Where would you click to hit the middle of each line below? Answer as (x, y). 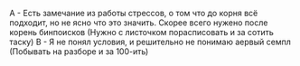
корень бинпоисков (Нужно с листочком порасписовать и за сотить (141, 32)
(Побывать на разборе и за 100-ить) (79, 52)
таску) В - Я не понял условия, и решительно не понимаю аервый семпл (150, 42)
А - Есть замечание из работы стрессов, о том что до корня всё (134, 13)
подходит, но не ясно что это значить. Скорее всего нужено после (139, 23)
